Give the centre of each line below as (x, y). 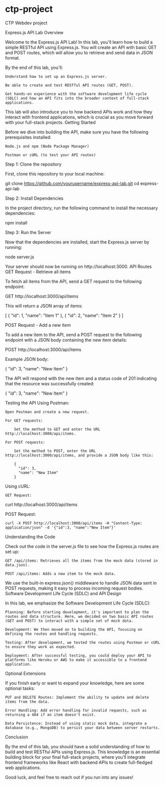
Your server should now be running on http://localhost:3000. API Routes (79, 266)
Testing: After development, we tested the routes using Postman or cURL (83, 642)
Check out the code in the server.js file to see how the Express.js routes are (82, 546)
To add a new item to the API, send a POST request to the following (74, 334)
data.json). (17, 565)
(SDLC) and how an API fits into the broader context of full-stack (77, 98)
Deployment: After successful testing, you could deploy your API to (78, 656)
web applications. (23, 768)
